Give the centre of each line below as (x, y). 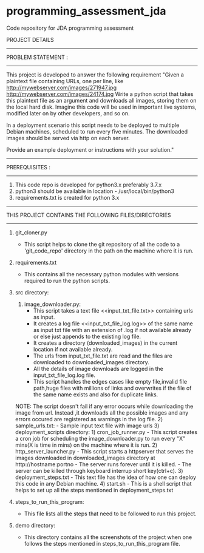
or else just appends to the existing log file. (87, 336)
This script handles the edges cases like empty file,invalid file (110, 381)
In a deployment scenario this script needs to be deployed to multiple (93, 125)
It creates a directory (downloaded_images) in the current (105, 343)
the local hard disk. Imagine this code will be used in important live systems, (101, 107)
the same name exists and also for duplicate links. (96, 394)
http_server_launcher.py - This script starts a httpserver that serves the (104, 451)
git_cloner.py (31, 232)
